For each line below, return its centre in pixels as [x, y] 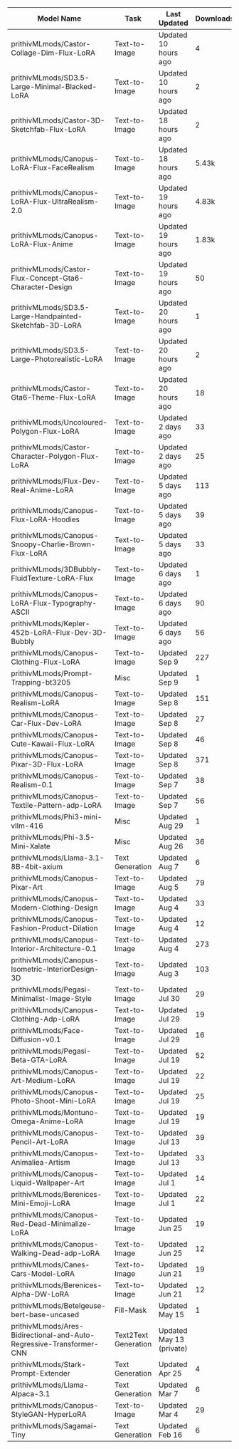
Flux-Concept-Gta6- [47, 278]
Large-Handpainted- [47, 316]
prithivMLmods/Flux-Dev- [56, 481]
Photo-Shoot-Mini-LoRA [53, 1101]
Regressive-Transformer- [55, 1344]
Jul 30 [169, 998]
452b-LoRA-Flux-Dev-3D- [59, 632]
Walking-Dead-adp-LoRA [55, 1253]
